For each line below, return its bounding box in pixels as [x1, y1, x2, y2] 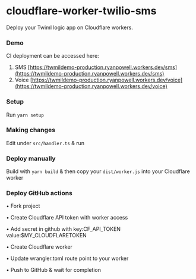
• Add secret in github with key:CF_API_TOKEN [6, 225, 121, 233]
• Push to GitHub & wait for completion [6, 267, 101, 274]
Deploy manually [6, 154, 56, 162]
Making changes [6, 126, 55, 134]
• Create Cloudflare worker [6, 243, 73, 250]
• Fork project [6, 202, 40, 209]
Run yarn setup [6, 111, 45, 118]
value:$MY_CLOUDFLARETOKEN [6, 232, 87, 239]
